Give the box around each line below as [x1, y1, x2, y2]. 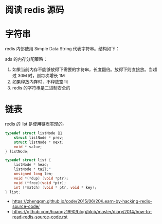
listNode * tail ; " [14, 167, 51, 172]
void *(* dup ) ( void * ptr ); [14, 176, 69, 181]
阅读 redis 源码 [5, 4, 64, 16]
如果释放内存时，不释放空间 [12, 79, 68, 85]
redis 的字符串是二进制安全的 [12, 85, 71, 91]
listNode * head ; [14, 162, 49, 167]
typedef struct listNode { [5, 131, 60, 136]
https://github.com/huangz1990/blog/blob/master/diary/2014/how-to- [12, 209, 152, 215]
